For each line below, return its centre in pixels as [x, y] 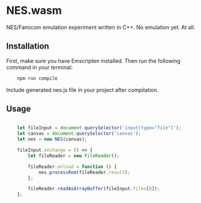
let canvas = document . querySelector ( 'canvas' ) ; [79, 134]
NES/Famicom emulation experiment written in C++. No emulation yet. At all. [101, 27]
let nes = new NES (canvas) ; [52, 140]
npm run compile [38, 78]
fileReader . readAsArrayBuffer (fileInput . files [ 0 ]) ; [94, 189]
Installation [28, 46]
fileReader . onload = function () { [73, 167]
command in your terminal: [39, 67]
